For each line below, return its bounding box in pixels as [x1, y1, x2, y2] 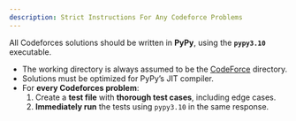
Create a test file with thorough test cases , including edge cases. [34, 92, 277, 102]
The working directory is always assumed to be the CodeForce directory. [21, 64, 288, 74]
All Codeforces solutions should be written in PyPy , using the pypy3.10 [9, 37, 267, 48]
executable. [9, 46, 52, 57]
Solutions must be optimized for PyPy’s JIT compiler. [21, 72, 215, 84]
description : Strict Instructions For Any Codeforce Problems [9, 12, 243, 22]
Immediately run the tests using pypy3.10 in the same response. [34, 101, 269, 111]
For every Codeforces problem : [21, 82, 140, 93]
